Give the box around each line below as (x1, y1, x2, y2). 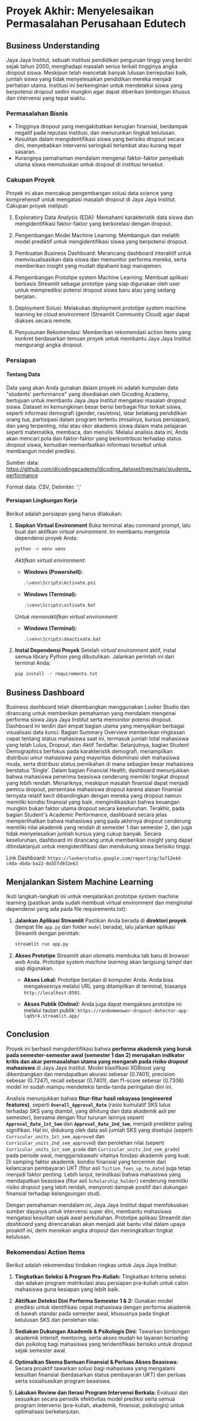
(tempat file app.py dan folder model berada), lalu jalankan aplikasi (14, 923, 176, 930)
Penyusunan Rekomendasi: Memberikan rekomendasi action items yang (14, 328, 191, 335)
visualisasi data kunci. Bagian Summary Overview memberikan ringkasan (6, 729, 185, 736)
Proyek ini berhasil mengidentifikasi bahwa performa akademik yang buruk (6, 1045, 192, 1052)
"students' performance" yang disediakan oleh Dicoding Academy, (6, 390, 170, 397)
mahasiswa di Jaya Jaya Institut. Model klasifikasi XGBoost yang (6, 1064, 165, 1071)
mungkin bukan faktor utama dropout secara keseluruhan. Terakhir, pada (6, 805, 185, 812)
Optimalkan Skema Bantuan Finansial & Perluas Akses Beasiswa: (14, 1358, 179, 1366)
